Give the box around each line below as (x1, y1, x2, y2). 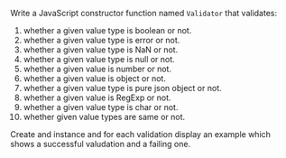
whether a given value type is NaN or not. (23, 44, 179, 55)
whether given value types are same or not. (23, 112, 186, 122)
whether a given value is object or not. (23, 73, 166, 84)
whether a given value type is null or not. (23, 54, 175, 64)
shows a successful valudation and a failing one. (10, 139, 191, 149)
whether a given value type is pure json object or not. (23, 83, 222, 93)
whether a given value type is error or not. (23, 35, 180, 45)
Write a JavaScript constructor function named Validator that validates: (10, 8, 278, 18)
